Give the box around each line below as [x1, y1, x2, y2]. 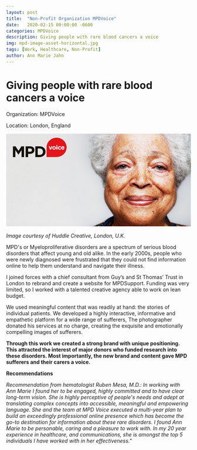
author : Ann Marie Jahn [6, 53, 64, 59]
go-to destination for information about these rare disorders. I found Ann [6, 419, 182, 426]
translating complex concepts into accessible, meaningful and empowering [6, 400, 189, 407]
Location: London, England [6, 122, 72, 129]
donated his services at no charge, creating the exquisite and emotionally [6, 322, 184, 329]
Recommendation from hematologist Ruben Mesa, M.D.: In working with [6, 381, 181, 388]
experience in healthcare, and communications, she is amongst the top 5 [6, 431, 183, 438]
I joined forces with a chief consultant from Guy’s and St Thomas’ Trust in [6, 274, 184, 281]
